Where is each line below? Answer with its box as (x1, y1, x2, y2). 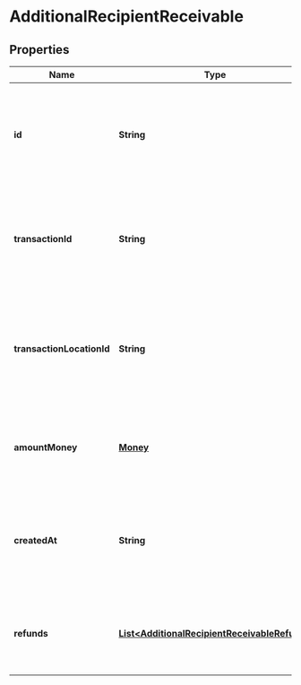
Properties (9, 42, 70, 57)
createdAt (13, 534, 58, 546)
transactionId (13, 233, 73, 245)
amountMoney (13, 441, 78, 454)
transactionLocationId (13, 342, 110, 355)
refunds (13, 628, 48, 639)
